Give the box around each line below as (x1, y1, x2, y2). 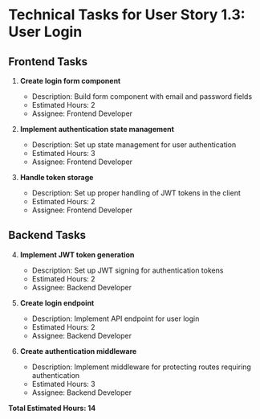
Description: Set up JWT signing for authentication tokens (31, 265, 224, 275)
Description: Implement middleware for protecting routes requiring (31, 362, 251, 372)
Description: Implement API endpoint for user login (31, 314, 200, 323)
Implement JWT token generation (19, 249, 135, 259)
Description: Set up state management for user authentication (31, 140, 237, 150)
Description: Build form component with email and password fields (31, 92, 253, 101)
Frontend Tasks (8, 55, 88, 68)
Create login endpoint (19, 298, 95, 307)
